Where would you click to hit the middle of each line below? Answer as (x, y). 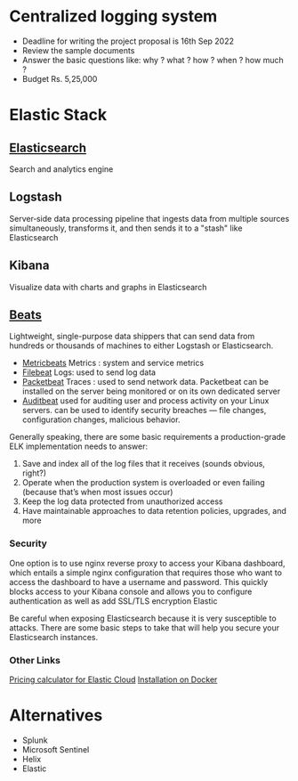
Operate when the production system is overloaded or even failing (143, 483)
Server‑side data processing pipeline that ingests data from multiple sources (149, 218)
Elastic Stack (58, 115)
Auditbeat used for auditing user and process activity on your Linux (145, 401)
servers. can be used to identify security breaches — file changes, (144, 411)
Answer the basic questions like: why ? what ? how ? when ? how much (153, 60)
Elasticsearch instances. (54, 637)
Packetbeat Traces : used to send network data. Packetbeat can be (145, 382)
